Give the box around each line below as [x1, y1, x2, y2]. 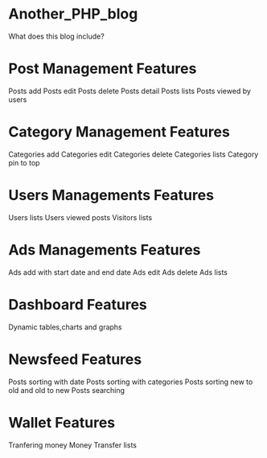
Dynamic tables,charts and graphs [8, 322, 122, 332]
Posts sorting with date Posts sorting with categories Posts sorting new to [8, 377, 253, 386]
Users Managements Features [8, 186, 215, 204]
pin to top [8, 157, 40, 167]
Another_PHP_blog [8, 5, 138, 23]
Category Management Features [8, 123, 231, 141]
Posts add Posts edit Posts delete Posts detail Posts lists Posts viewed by [8, 86, 252, 96]
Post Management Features [8, 59, 197, 78]
